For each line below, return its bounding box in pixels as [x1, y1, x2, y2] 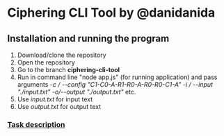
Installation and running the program [7, 33, 170, 44]
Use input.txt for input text [17, 95, 93, 103]
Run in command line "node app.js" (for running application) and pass [17, 73, 218, 81]
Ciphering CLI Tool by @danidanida [7, 5, 216, 21]
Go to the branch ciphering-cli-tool [17, 66, 120, 74]
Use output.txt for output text [17, 103, 102, 110]
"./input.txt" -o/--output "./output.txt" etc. [17, 88, 136, 96]
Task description [7, 119, 65, 129]
